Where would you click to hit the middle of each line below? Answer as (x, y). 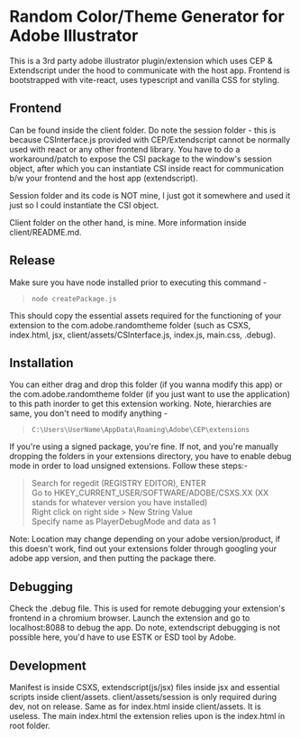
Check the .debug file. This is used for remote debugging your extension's (147, 609)
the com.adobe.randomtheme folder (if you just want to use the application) (150, 394)
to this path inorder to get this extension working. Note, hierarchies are (141, 404)
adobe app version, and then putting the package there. (113, 558)
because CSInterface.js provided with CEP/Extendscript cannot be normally (150, 139)
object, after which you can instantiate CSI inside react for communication (147, 168)
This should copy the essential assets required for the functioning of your (145, 315)
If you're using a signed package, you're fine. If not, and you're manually (144, 447)
